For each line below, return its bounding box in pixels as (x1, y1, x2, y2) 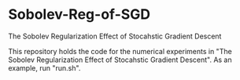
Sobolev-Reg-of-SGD (8, 5, 151, 24)
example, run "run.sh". (8, 63, 81, 72)
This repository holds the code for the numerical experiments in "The (8, 46, 232, 56)
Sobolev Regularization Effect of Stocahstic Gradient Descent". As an (8, 55, 232, 64)
